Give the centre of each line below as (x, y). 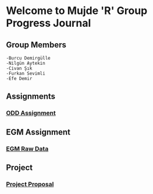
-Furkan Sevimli (26, 74)
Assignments (31, 97)
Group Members (36, 45)
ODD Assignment (31, 113)
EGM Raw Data (27, 148)
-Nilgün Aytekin (26, 63)
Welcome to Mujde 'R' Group (77, 11)
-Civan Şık (19, 68)
